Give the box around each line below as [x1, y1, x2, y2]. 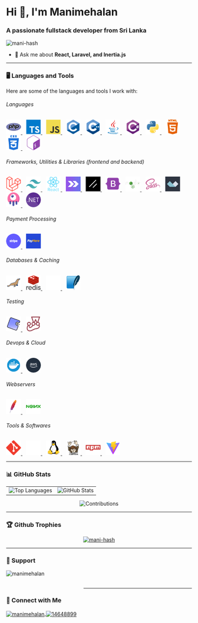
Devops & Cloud [6, 339, 46, 347]
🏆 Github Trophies [6, 520, 62, 529]
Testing [6, 298, 25, 305]
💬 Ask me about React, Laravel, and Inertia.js [14, 51, 126, 58]
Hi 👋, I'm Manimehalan [6, 5, 118, 19]
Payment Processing [6, 215, 57, 222]
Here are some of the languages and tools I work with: [6, 87, 138, 94]
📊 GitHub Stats [6, 470, 51, 479]
